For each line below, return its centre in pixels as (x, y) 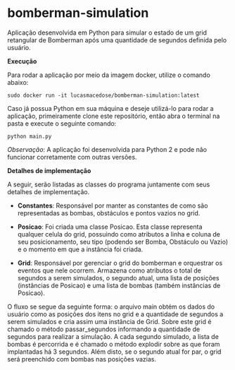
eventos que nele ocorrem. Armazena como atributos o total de (109, 270)
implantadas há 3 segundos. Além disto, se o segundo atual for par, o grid (114, 352)
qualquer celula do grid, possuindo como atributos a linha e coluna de (119, 234)
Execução (22, 61)
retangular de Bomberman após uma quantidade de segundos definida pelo (117, 40)
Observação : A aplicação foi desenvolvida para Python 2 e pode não (107, 149)
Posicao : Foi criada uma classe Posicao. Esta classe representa (110, 227)
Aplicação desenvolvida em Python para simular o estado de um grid (107, 32)
